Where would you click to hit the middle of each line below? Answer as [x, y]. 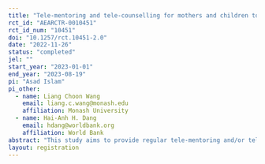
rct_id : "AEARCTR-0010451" [52, 23]
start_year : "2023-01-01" [50, 67]
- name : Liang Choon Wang [58, 96]
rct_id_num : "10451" [42, 30]
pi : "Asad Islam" [37, 81]
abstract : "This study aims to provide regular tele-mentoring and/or [127, 140]
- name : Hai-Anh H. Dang [56, 118]
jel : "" [21, 60]
